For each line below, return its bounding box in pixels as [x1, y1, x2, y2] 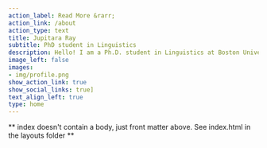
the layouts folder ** [8, 130, 75, 140]
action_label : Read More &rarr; [8, 11, 115, 20]
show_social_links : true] [8, 85, 94, 94]
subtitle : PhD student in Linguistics [8, 41, 137, 49]
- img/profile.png [8, 71, 69, 79]
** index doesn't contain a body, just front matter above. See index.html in [8, 123, 251, 132]
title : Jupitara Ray [8, 33, 77, 42]
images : [8, 64, 34, 72]
